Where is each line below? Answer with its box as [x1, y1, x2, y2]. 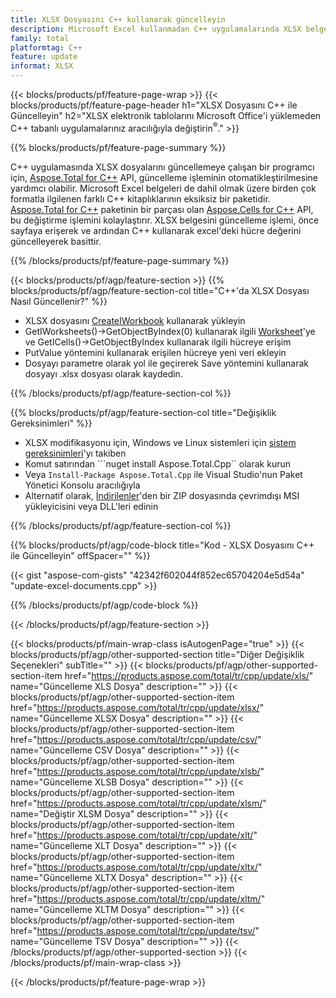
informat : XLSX [10, 61, 74, 71]
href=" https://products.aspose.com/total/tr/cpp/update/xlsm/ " [10, 797, 267, 809]
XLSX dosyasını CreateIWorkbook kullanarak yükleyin [24, 314, 246, 326]
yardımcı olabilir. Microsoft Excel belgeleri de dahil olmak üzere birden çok [10, 182, 317, 194]
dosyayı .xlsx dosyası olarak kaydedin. [24, 367, 183, 380]
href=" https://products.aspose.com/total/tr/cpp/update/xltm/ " [10, 892, 266, 905]
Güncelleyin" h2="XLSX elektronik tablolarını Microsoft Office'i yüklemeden [10, 110, 322, 121]
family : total [10, 33, 70, 43]
